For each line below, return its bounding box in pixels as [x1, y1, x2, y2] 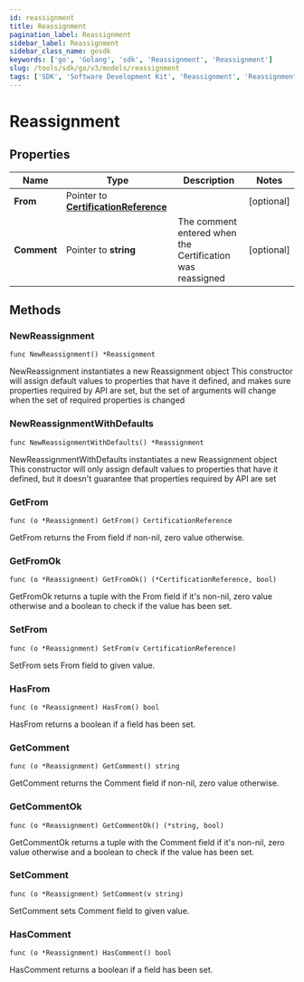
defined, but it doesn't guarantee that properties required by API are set [9, 472, 277, 484]
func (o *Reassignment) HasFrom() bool [9, 702, 160, 711]
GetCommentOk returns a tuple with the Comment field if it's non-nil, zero [9, 836, 285, 847]
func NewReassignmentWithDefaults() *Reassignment [9, 438, 204, 447]
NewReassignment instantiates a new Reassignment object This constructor [9, 366, 293, 377]
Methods [9, 302, 62, 318]
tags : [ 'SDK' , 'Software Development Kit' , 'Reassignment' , [9, 72, 242, 81]
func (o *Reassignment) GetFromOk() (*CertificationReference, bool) [9, 576, 278, 585]
